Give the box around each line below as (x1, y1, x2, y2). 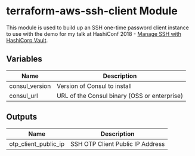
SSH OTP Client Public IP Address (70, 139, 165, 148)
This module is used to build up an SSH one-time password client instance (6, 24, 189, 31)
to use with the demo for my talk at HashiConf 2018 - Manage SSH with (6, 30, 182, 37)
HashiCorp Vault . (6, 36, 48, 44)
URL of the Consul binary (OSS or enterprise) (56, 91, 184, 100)
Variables (6, 54, 43, 64)
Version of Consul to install (56, 82, 132, 90)
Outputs (6, 112, 38, 122)
